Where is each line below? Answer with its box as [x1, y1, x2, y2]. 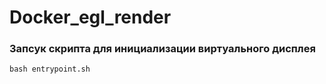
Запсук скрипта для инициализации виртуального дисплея [9, 42, 316, 56]
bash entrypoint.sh [9, 64, 91, 75]
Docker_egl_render [9, 6, 172, 29]
